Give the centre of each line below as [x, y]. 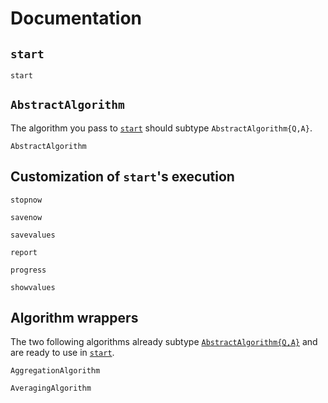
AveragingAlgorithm [51, 388]
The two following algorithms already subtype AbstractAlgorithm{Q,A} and [164, 342]
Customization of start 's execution [122, 177]
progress [28, 270]
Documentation [76, 18]
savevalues [33, 235]
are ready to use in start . [62, 353]
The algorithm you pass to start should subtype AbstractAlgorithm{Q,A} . [161, 128]
